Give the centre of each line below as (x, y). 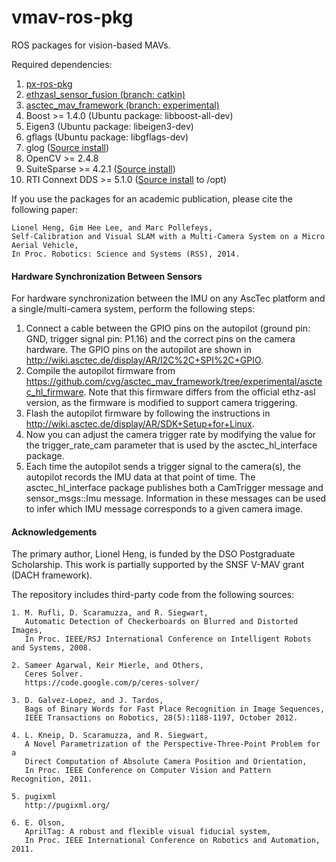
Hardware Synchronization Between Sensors (107, 276)
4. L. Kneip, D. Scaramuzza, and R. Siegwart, (110, 736)
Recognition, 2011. (52, 779)
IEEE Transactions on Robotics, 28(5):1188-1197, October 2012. (161, 718)
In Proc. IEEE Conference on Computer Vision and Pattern (148, 771)
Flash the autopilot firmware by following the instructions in (148, 413)
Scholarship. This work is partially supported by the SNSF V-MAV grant (158, 565)
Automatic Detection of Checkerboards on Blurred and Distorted (161, 622)
